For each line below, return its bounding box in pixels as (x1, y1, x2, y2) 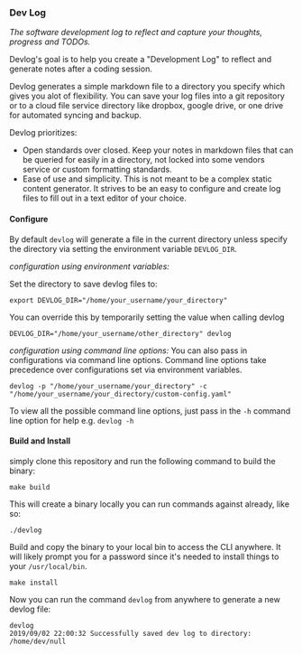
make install (9, 578, 59, 587)
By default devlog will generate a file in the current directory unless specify (9, 233, 288, 245)
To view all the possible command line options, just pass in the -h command (9, 405, 291, 416)
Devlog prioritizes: (9, 127, 78, 138)
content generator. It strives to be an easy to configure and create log (22, 183, 281, 194)
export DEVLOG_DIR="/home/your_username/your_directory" (9, 295, 228, 304)
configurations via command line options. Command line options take (9, 354, 267, 365)
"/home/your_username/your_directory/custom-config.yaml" (9, 389, 232, 398)
